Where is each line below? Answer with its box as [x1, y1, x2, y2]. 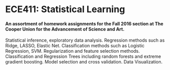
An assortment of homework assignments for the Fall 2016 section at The [5, 20, 163, 26]
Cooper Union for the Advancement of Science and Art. [5, 26, 125, 32]
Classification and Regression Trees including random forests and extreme [5, 53, 161, 59]
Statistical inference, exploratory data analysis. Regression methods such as [5, 37, 165, 44]
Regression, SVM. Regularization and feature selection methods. [5, 48, 140, 54]
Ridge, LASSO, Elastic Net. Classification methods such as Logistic [5, 43, 145, 49]
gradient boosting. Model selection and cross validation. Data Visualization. [5, 59, 163, 65]
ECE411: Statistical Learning [5, 4, 125, 15]
